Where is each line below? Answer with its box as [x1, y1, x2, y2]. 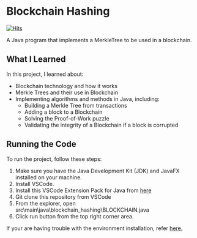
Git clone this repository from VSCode [15, 193, 111, 200]
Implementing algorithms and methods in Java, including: [15, 95, 160, 102]
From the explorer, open [15, 199, 76, 207]
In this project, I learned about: [6, 70, 84, 78]
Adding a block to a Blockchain [24, 108, 103, 116]
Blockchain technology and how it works [15, 82, 118, 89]
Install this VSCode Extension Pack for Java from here [15, 187, 152, 194]
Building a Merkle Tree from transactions [24, 102, 127, 109]
